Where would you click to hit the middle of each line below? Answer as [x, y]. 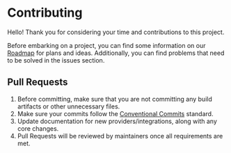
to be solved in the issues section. [56, 60]
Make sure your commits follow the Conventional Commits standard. [115, 113]
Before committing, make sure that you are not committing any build [114, 99]
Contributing [45, 13]
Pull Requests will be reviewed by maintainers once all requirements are [120, 136]
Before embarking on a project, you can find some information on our [106, 45]
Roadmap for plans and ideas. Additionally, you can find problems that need [116, 53]
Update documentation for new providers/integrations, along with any [117, 121]
